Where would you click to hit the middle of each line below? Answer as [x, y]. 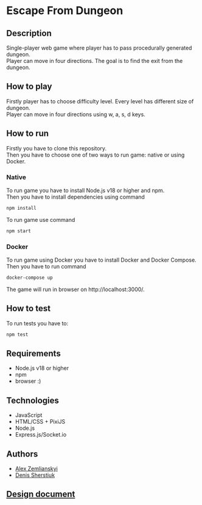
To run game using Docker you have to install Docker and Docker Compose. [101, 260]
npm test [17, 334]
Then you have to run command [46, 266]
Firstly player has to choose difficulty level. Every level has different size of [100, 101]
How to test [28, 308]
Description [29, 33]
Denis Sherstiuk [35, 475]
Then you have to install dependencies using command [75, 197]
